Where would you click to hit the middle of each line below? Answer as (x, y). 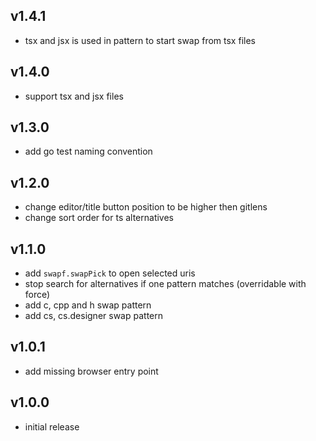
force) (37, 295)
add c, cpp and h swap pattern (88, 305)
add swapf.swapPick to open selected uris (110, 273)
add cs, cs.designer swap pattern (93, 316)
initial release (52, 426)
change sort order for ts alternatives (99, 218)
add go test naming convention (88, 151)
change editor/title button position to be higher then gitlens (146, 207)
